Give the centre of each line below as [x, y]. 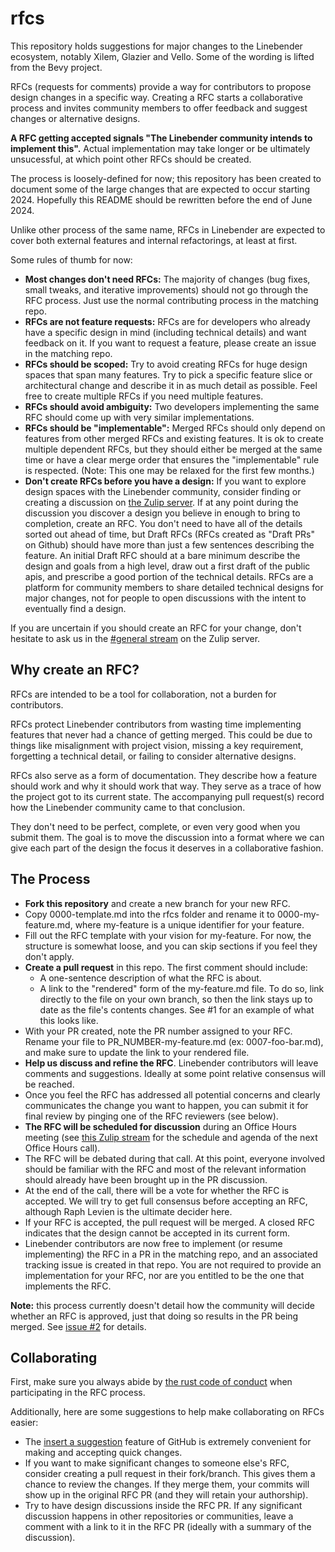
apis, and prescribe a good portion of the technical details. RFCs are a [169, 576]
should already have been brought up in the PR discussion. [146, 1179]
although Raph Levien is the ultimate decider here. [128, 1211]
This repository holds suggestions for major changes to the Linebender [156, 46]
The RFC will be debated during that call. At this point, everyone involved [175, 1158]
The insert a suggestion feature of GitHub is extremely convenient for [168, 1442]
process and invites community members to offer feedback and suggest [159, 108]
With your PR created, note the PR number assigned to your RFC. [158, 1031]
